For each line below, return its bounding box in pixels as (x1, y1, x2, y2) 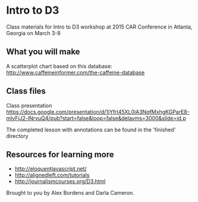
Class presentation (6, 102, 52, 109)
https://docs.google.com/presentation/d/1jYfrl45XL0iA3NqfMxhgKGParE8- (6, 108, 190, 115)
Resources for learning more (6, 149, 114, 159)
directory (6, 132, 29, 140)
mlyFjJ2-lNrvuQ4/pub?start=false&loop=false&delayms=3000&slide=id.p (6, 114, 186, 122)
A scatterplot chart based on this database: (6, 62, 112, 70)
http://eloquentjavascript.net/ (14, 165, 87, 172)
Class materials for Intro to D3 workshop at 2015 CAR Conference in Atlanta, (6, 23, 193, 30)
